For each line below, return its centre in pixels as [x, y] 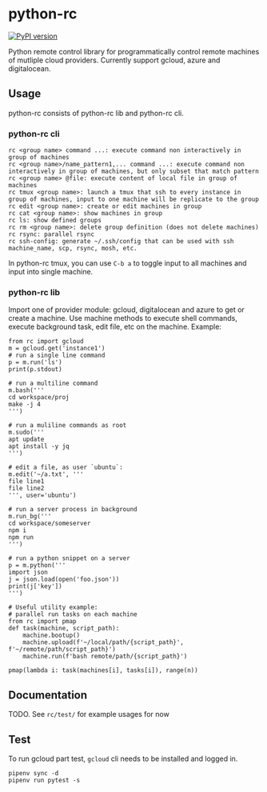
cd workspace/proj [39, 398]
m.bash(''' [26, 390]
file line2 [26, 489]
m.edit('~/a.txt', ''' [46, 474]
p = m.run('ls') [35, 362]
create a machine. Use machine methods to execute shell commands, [123, 318]
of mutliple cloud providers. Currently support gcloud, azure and [114, 60]
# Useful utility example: [53, 608]
